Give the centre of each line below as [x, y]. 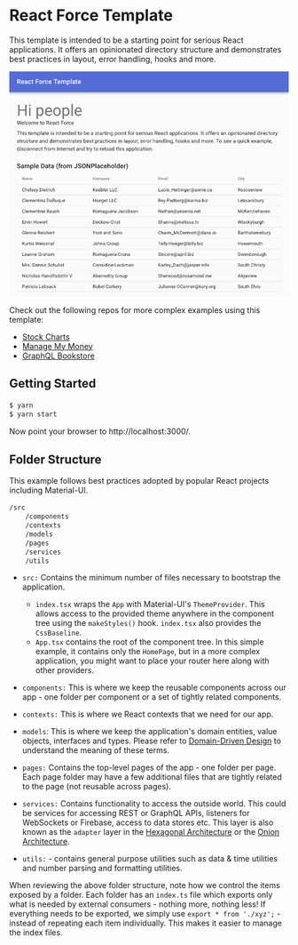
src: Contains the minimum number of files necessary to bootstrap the [151, 578]
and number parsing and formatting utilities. [102, 869]
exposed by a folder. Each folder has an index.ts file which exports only [141, 895]
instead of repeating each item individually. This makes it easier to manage [145, 923]
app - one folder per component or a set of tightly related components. [152, 697]
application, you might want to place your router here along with [152, 661]
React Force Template [91, 16]
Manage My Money [57, 346]
